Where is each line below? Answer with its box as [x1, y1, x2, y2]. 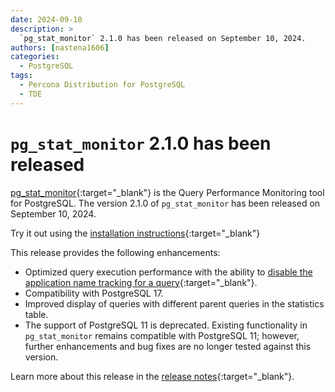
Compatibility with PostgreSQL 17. [24, 287, 164, 299]
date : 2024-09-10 [10, 14, 83, 25]
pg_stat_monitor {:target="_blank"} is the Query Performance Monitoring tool [10, 186, 325, 198]
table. [24, 308, 49, 320]
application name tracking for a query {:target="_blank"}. [24, 276, 258, 288]
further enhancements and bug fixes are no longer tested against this [24, 340, 312, 352]
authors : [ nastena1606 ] [10, 42, 110, 53]
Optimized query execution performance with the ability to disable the [24, 266, 313, 278]
